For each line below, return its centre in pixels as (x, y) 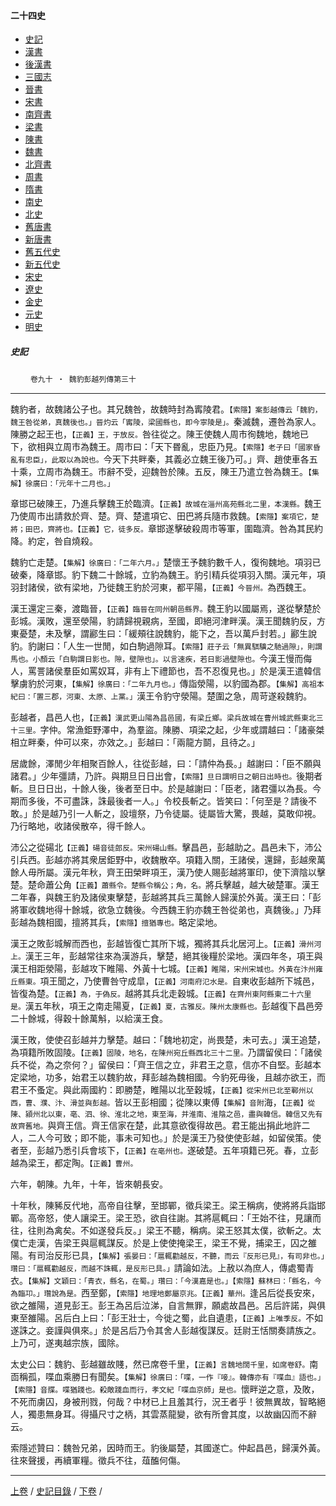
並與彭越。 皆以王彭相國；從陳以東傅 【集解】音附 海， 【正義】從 (196, 1102)
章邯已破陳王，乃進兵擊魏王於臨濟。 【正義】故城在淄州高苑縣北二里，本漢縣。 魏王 (166, 504)
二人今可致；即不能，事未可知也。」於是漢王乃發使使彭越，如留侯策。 (170, 1138)
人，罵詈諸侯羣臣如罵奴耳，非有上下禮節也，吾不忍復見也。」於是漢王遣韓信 (166, 671)
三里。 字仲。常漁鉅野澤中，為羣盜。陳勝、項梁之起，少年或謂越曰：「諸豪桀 (171, 730)
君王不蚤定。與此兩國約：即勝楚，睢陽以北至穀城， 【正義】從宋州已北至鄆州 (158, 1090)
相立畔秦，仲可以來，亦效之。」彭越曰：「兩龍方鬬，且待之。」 (135, 742)
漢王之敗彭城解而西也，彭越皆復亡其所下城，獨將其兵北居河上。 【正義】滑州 (162, 944)
